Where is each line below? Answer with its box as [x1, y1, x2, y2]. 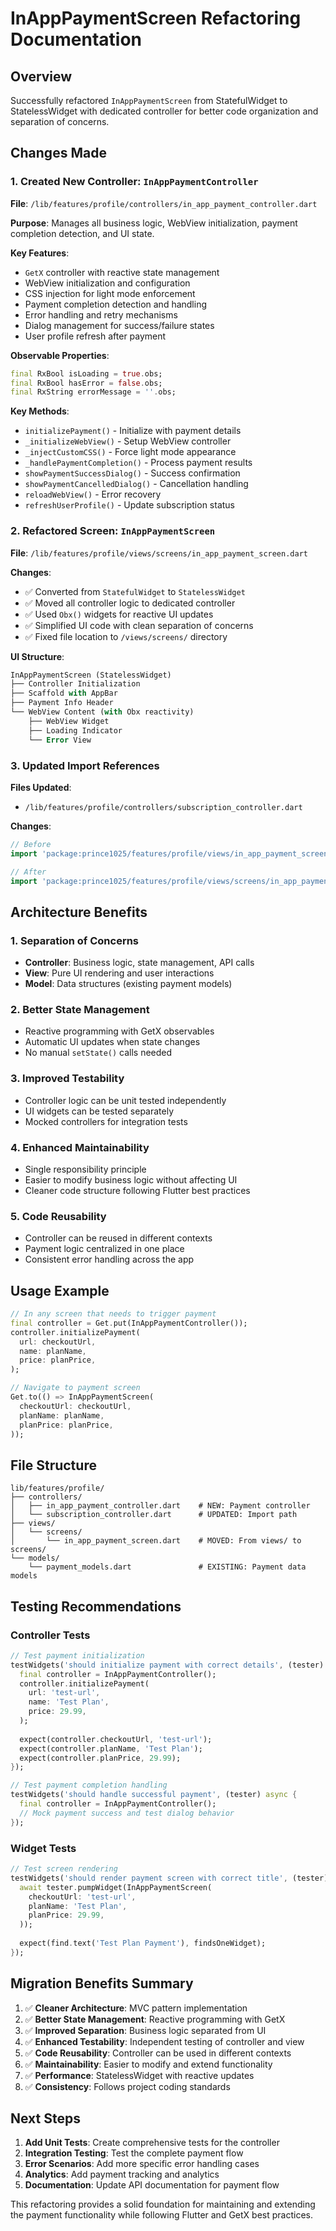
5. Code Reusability [10, 1209, 107, 1223]
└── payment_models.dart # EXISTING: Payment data [28, 1562, 307, 1572]
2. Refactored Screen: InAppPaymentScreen [10, 524, 216, 538]
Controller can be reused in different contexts [24, 1232, 213, 1244]
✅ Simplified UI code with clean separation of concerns [24, 619, 254, 631]
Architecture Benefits [10, 903, 148, 921]
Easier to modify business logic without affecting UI [24, 1173, 238, 1186]
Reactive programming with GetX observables [24, 1025, 215, 1037]
